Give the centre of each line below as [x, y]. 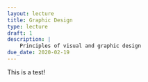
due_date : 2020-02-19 [39, 53]
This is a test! [26, 72]
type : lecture [28, 26]
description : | [29, 40]
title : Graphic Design [40, 20]
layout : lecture [31, 14]
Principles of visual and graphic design [80, 46]
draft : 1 [20, 33]
